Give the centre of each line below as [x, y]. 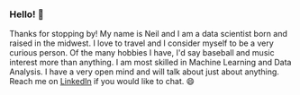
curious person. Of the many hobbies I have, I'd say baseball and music [142, 53]
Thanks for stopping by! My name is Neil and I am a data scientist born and [149, 34]
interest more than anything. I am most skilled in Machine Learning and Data [150, 63]
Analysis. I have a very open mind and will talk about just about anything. [144, 72]
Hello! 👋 [27, 14]
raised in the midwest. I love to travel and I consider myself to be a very [142, 43]
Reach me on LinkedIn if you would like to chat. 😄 [102, 82]
